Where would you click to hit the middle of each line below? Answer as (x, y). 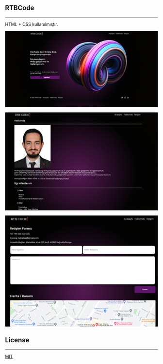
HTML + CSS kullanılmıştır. (32, 24)
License (17, 340)
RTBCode (20, 8)
